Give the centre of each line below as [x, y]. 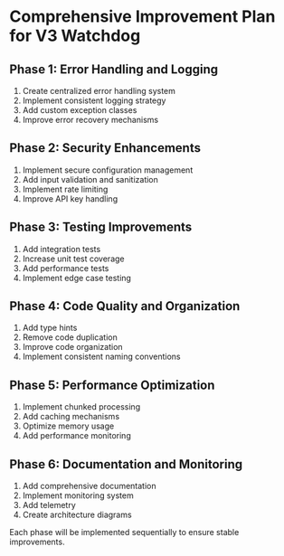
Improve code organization [73, 347]
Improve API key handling [70, 198]
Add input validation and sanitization [90, 179]
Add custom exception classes [80, 110]
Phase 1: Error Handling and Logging [114, 69]
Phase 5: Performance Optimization [112, 385]
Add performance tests [66, 268]
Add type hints [50, 328]
